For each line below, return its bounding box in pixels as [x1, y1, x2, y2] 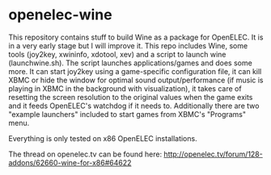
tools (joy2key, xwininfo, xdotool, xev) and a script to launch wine [8, 49, 227, 59]
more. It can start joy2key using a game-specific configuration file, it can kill [8, 66, 262, 76]
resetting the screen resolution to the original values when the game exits [8, 92, 253, 102]
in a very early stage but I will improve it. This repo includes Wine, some [8, 40, 248, 50]
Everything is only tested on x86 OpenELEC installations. [8, 133, 197, 143]
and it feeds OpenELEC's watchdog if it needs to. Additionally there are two [8, 101, 260, 110]
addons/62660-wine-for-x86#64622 [8, 157, 132, 167]
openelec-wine [8, 6, 112, 24]
